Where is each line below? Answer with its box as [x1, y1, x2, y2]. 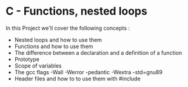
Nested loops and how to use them [14, 36, 102, 43]
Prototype [14, 55, 40, 63]
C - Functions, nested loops [5, 4, 148, 18]
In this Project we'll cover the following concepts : [5, 24, 130, 32]
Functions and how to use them [14, 43, 93, 50]
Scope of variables [14, 62, 62, 69]
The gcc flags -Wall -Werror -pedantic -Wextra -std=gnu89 [14, 68, 163, 75]
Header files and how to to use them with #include [14, 75, 141, 82]
